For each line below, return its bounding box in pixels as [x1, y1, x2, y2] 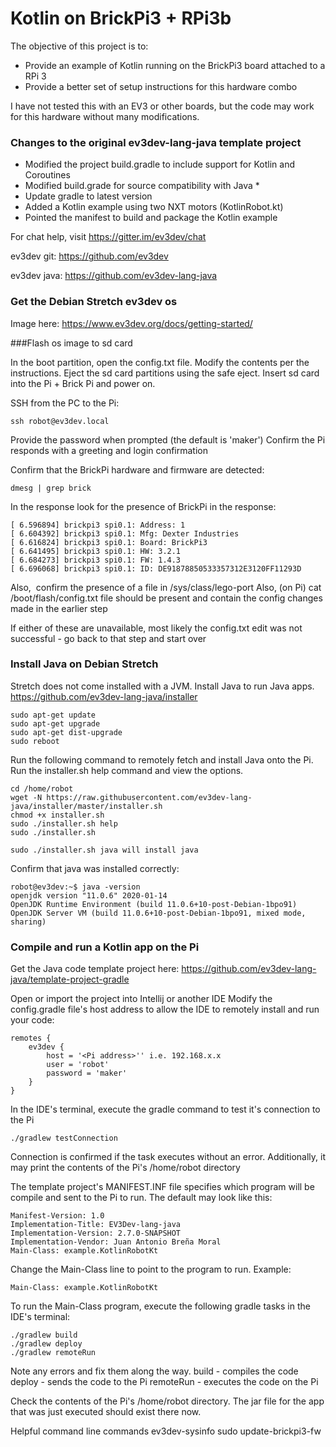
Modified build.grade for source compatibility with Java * [24, 180, 260, 192]
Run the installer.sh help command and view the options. [10, 764, 244, 776]
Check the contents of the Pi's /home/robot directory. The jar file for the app [10, 1395, 325, 1407]
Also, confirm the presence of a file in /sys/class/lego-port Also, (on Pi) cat [10, 581, 322, 593]
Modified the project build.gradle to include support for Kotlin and [24, 158, 295, 171]
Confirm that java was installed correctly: [10, 862, 180, 874]
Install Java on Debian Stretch [10, 657, 159, 671]
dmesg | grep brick [10, 483, 92, 493]
